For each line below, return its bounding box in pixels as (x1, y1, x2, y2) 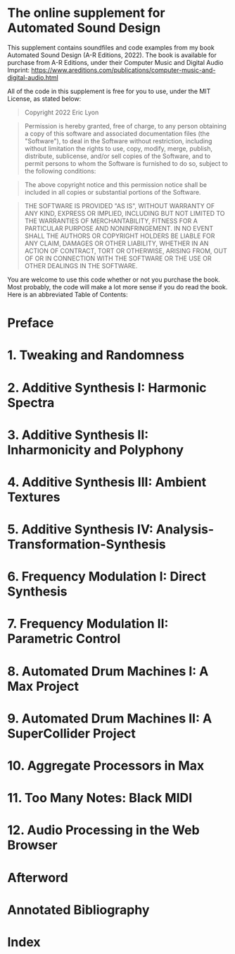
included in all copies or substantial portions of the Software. (24, 188, 201, 196)
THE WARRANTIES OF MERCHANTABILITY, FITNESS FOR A (24, 217, 198, 225)
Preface (7, 315, 54, 331)
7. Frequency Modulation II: (7, 616, 169, 632)
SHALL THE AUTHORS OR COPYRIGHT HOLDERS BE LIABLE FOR (24, 231, 215, 240)
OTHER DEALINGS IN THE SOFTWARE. (24, 261, 138, 270)
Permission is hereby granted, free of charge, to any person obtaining (24, 121, 227, 130)
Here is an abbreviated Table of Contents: (7, 290, 128, 298)
